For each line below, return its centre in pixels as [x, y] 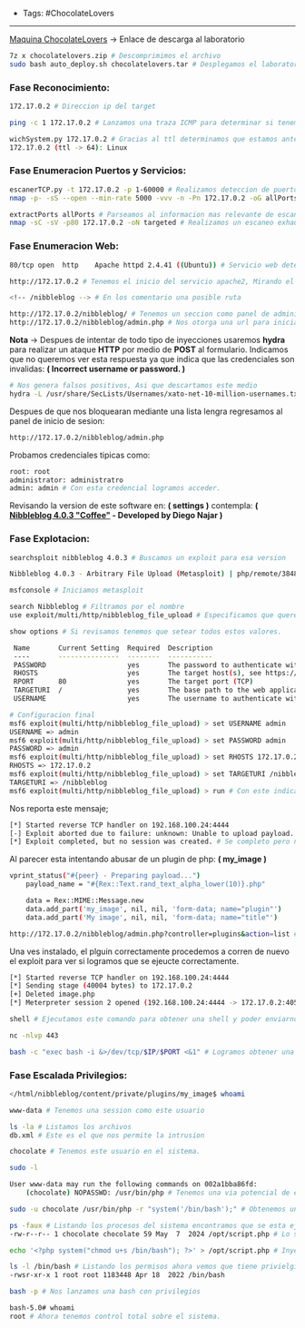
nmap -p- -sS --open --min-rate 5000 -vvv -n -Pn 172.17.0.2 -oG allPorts [154, 198]
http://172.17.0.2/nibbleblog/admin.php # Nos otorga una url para [140, 323]
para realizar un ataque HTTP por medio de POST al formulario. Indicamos [149, 349]
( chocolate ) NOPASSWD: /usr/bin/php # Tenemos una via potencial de [158, 1193]
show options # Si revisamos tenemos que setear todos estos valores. [146, 631]
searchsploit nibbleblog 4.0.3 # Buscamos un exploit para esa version [148, 557]
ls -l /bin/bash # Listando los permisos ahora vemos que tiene [133, 1267]
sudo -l [24, 1168]
